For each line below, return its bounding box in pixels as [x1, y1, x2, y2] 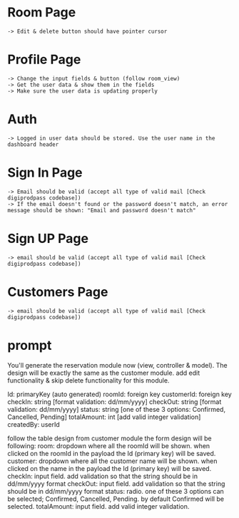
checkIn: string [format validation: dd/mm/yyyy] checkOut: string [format [7, 397, 222, 406]
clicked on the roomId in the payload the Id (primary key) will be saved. [7, 449, 216, 457]
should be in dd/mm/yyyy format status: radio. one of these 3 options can [7, 487, 225, 495]
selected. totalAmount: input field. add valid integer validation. [7, 502, 190, 510]
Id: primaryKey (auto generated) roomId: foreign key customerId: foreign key [7, 390, 232, 398]
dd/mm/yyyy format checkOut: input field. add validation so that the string [7, 479, 225, 488]
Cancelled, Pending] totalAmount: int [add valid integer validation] [7, 413, 201, 421]
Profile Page [7, 51, 81, 68]
